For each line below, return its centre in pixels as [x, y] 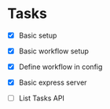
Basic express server [53, 82]
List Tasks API [41, 98]
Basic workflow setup [54, 51]
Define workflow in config [60, 67]
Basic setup [38, 35]
